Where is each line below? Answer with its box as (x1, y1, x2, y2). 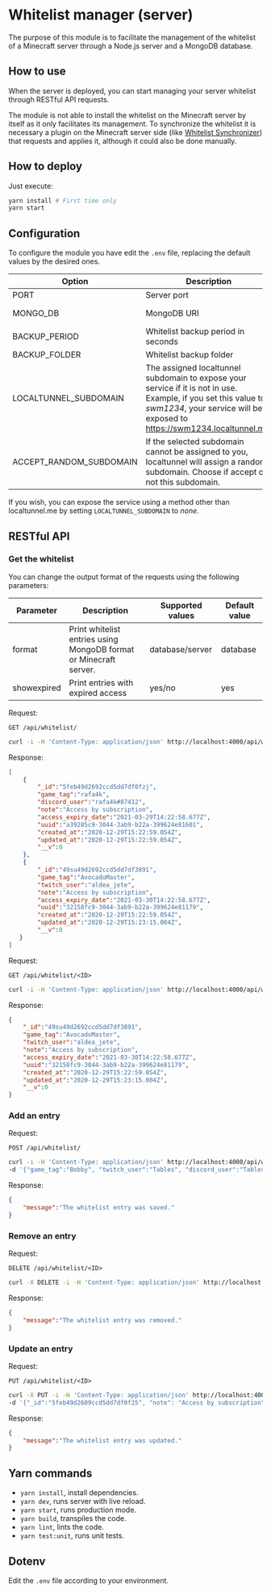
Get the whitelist (8, 553, 74, 565)
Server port (145, 290, 190, 301)
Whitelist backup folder (145, 350, 234, 361)
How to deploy (8, 159, 83, 173)
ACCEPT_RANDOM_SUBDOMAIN (12, 456, 139, 468)
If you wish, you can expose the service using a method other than (8, 498, 230, 507)
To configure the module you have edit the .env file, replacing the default (8, 248, 251, 258)
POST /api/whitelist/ (8, 1144, 81, 1152)
